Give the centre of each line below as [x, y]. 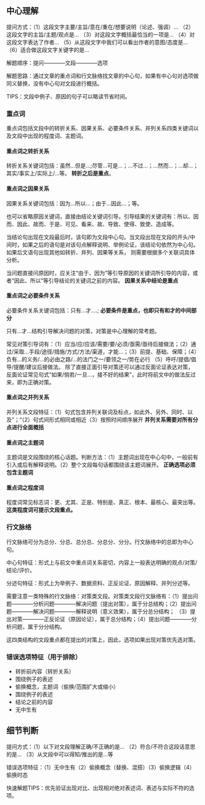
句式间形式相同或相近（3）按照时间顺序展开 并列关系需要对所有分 [115, 419]
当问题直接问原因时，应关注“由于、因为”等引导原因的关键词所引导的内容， [100, 273]
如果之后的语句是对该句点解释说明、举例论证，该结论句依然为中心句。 [110, 244]
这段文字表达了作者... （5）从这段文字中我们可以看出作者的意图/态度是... [97, 42]
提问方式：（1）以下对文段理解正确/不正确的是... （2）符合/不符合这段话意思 [101, 746]
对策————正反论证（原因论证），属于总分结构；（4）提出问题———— [102, 619]
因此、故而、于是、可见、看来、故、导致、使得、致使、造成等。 [97, 224]
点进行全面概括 [25, 427]
